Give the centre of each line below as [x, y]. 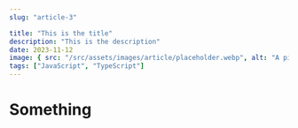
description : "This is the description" [85, 41]
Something [51, 110]
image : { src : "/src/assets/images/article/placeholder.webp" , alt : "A [144, 58]
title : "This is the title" [61, 33]
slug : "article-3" [43, 17]
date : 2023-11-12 [41, 49]
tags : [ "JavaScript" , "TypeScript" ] [77, 66]
